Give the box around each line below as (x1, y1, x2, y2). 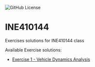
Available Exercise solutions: (5, 47, 62, 53)
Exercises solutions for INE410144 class (5, 37, 84, 43)
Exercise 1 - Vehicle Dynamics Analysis (12, 56, 91, 62)
